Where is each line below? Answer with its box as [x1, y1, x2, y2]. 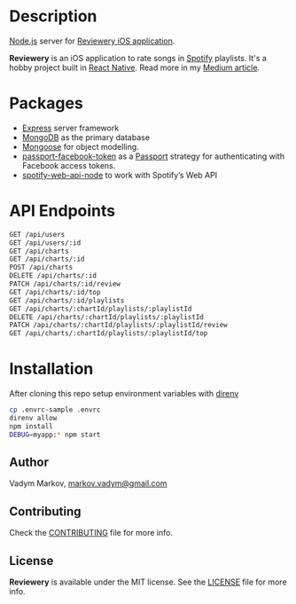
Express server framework [21, 122, 120, 133]
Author [9, 455, 49, 470]
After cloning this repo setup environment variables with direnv [9, 388, 239, 399]
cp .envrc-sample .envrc [9, 405, 101, 414]
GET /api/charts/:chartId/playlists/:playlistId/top [9, 329, 208, 338]
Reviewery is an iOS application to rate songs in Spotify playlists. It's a [9, 52, 268, 63]
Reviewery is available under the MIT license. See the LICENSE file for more [9, 577, 287, 587]
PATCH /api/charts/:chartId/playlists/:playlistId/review [9, 321, 228, 330]
